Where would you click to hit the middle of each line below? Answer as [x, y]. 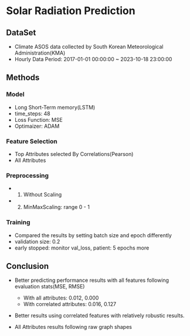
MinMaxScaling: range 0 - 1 [56, 207]
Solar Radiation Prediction [71, 11]
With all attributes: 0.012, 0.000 [61, 298]
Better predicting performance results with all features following [91, 280]
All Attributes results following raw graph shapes [73, 327]
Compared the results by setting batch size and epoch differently [93, 235]
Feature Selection [32, 141]
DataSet [21, 33]
